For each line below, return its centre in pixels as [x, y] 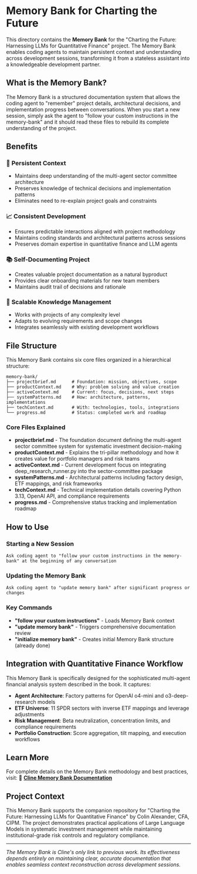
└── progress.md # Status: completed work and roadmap [86, 413]
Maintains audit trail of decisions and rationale [70, 287]
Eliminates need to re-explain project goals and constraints [86, 201]
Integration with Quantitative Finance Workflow [95, 664]
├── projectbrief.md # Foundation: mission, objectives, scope [91, 382]
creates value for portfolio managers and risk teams [77, 459]
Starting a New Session [40, 543]
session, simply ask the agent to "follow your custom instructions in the [92, 115]
